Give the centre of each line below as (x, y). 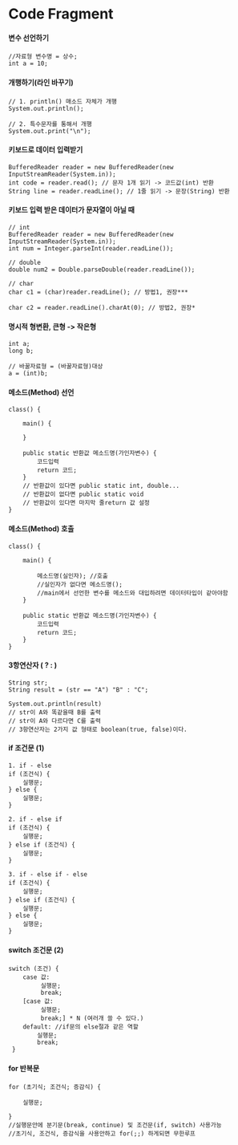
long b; (21, 351)
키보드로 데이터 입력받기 (46, 150)
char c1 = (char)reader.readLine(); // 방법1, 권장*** (98, 292)
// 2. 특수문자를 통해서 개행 (50, 124)
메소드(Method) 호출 (41, 529)
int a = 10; (28, 64)
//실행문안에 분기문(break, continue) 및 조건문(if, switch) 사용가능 (115, 1125)
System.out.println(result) (55, 704)
